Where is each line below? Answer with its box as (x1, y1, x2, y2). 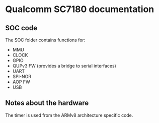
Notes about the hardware (5, 99, 89, 107)
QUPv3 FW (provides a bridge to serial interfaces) (12, 63, 117, 69)
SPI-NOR (12, 74, 32, 79)
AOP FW (12, 79, 30, 85)
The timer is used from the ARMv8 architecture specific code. (5, 112, 133, 118)
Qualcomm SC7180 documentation (5, 4, 154, 15)
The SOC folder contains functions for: (5, 37, 86, 43)
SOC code (5, 24, 38, 32)
